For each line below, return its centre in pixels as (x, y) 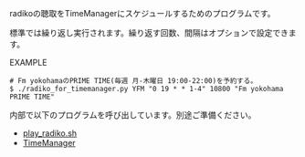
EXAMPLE (28, 63)
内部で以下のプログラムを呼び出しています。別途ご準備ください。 (133, 115)
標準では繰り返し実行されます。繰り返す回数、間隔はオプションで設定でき (149, 33)
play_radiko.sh (50, 133)
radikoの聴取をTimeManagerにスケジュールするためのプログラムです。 (142, 13)
